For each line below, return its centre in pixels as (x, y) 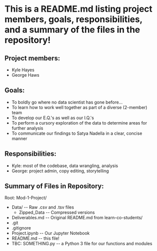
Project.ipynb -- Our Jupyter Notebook (50, 233)
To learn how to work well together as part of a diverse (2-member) (79, 107)
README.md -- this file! (35, 238)
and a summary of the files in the (72, 30)
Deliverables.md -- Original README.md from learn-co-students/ (77, 218)
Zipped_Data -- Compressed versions (57, 212)
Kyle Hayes (23, 70)
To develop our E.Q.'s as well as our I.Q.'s (53, 118)
